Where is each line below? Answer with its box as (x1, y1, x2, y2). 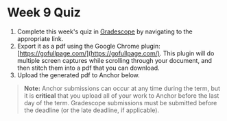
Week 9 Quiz (7, 5, 81, 21)
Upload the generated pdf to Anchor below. (16, 70, 141, 79)
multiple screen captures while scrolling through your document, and (16, 56, 213, 64)
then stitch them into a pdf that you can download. (16, 64, 160, 72)
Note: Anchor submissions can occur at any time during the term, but (23, 84, 221, 92)
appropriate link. (16, 34, 64, 42)
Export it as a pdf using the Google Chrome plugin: (16, 42, 160, 50)
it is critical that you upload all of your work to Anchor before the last (23, 91, 219, 100)
